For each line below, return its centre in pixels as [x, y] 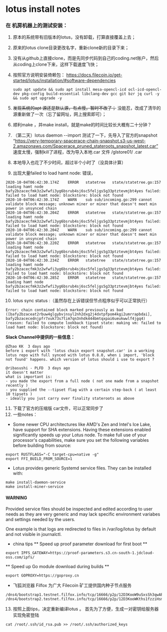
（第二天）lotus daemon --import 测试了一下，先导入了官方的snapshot [85, 135]
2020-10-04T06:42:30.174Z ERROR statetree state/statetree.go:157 [83, 183]
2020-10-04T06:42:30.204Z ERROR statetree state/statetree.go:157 [83, 213]
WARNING [16, 498]
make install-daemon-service [36, 482]
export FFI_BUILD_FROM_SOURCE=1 [39, 459]
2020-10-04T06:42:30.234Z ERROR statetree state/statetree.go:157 [83, 261]
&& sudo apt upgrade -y [37, 98]
